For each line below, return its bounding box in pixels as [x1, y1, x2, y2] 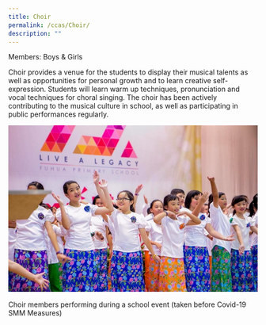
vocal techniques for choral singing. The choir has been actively [8, 93, 218, 102]
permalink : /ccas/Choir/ [8, 21, 90, 29]
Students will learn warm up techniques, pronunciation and [47, 84, 240, 94]
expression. [8, 84, 47, 94]
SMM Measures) [8, 308, 63, 318]
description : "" [8, 29, 62, 37]
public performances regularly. [8, 109, 109, 119]
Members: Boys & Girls [8, 52, 83, 62]
